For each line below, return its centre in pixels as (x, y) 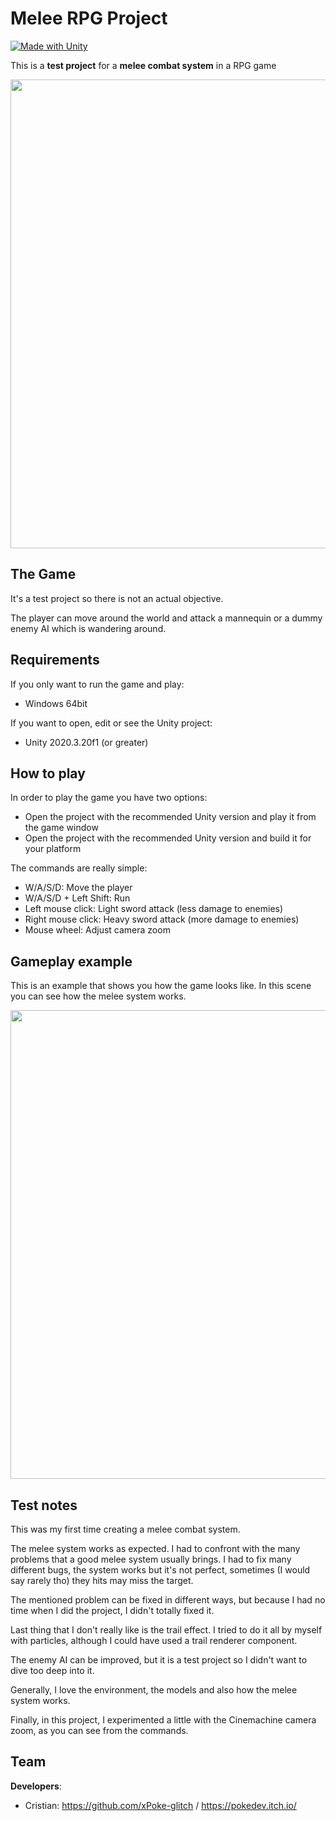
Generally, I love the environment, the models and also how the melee (154, 1690)
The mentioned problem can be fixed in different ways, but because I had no (168, 1600)
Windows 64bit (56, 703)
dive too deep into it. (52, 1670)
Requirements (55, 660)
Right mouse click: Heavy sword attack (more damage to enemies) (162, 919)
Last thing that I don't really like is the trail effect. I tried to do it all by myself (166, 1630)
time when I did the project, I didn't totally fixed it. (112, 1610)
